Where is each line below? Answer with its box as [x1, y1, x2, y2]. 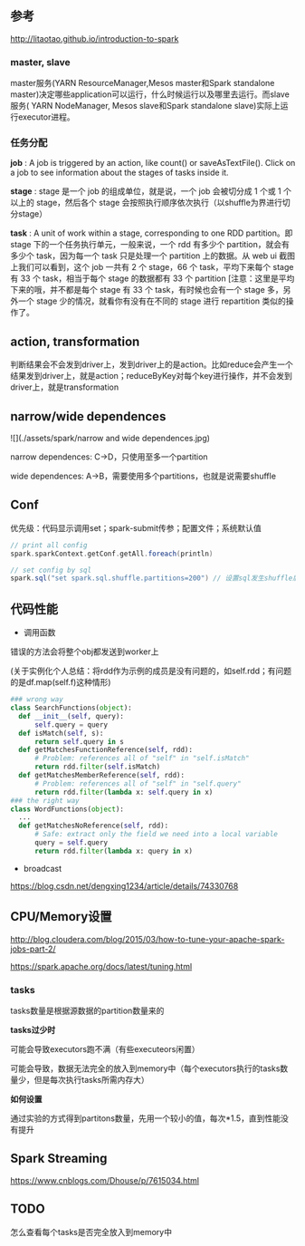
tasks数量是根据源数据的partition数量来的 [10, 1005, 165, 1016]
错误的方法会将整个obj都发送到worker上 [10, 646, 159, 657]
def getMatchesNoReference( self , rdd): [18, 821, 169, 831]
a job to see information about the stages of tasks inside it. [10, 167, 229, 179]
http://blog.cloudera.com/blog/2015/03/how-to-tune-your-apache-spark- [10, 933, 285, 944]
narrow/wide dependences [10, 409, 167, 424]
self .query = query [33, 720, 108, 729]
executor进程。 [17, 111, 75, 122]
